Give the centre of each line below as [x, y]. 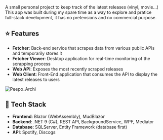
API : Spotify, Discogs [34, 132]
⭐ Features [22, 34]
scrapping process [31, 64]
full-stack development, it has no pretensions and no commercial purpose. [81, 17]
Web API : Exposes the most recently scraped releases [68, 69]
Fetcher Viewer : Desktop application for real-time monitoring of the [81, 58]
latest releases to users [36, 79]
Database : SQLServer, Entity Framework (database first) [70, 127]
